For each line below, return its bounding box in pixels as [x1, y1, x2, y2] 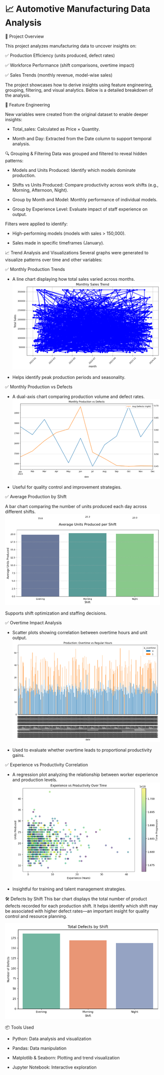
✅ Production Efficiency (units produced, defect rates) [5, 52, 115, 58]
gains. [12, 752, 25, 758]
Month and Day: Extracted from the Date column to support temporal [12, 135, 152, 141]
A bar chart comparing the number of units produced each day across [5, 504, 147, 510]
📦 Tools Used [5, 1024, 34, 1030]
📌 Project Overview [5, 33, 44, 39]
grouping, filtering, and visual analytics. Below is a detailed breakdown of [5, 87, 153, 93]
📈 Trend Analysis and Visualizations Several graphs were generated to [5, 249, 149, 255]
